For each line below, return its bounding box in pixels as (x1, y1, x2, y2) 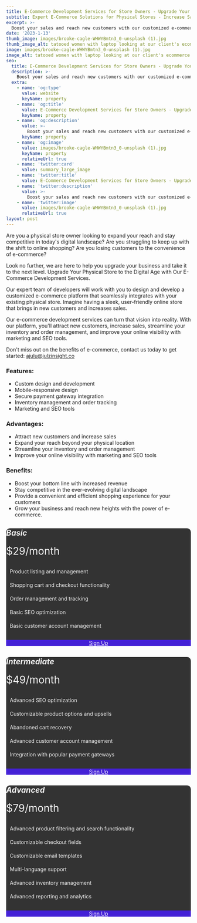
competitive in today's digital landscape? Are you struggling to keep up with (6, 238, 189, 245)
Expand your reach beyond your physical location (14, 439, 135, 447)
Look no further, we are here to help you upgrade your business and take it (6, 262, 187, 269)
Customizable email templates (9, 852, 83, 859)
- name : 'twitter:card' (16, 161, 75, 167)
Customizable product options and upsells (9, 710, 112, 717)
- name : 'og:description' (16, 118, 80, 124)
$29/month (6, 545, 60, 558)
